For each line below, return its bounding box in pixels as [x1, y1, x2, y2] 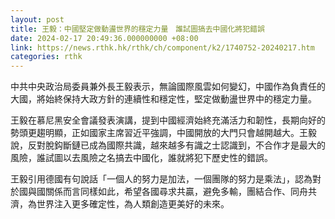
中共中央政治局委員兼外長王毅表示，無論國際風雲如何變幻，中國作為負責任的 [10, 81, 326, 93]
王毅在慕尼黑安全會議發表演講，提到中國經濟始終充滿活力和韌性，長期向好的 [10, 114, 326, 126]
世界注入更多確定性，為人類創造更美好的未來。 [36, 198, 230, 210]
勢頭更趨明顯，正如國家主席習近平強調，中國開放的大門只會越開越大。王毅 [10, 127, 317, 139]
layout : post [10, 14, 65, 25]
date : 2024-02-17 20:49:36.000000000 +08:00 [10, 33, 199, 43]
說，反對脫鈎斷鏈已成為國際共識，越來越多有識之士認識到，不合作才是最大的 [10, 139, 326, 151]
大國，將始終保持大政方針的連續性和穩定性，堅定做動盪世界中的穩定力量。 [10, 93, 317, 105]
